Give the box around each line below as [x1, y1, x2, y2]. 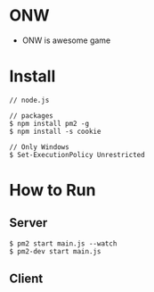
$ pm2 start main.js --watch [9, 238, 118, 248]
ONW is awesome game [21, 35, 111, 46]
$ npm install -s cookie [9, 127, 101, 136]
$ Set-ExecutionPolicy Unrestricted [9, 150, 145, 159]
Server [9, 215, 48, 230]
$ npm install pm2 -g [9, 119, 90, 128]
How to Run [9, 180, 96, 201]
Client [9, 271, 44, 287]
